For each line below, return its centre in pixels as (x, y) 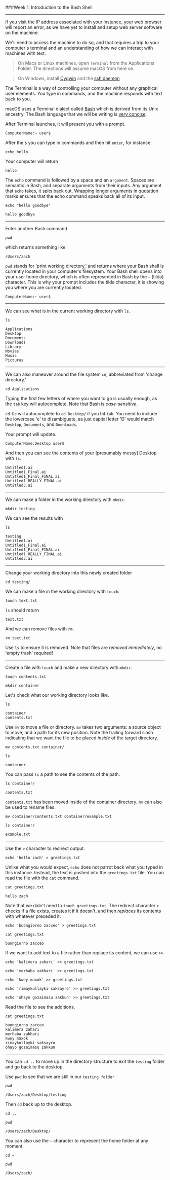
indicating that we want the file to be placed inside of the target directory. (82, 738)
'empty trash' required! (29, 653)
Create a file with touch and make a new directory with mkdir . (69, 667)
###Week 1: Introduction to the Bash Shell (49, 7)
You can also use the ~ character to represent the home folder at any (77, 1141)
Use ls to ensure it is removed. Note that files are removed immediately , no (83, 648)
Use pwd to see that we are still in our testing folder (60, 1077)
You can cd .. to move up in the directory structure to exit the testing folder (85, 1061)
